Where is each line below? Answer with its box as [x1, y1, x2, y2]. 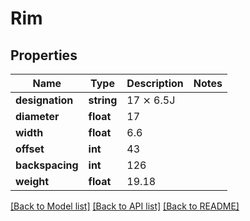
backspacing [15, 158, 79, 172]
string [88, 93, 118, 107]
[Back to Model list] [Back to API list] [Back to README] [10, 200, 240, 212]
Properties [10, 47, 78, 64]
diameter [15, 110, 60, 123]
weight [15, 175, 50, 188]
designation [15, 93, 74, 107]
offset [15, 142, 45, 156]
